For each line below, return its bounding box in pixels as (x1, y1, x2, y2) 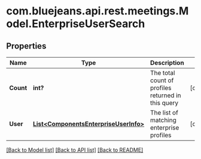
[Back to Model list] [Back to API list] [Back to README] (6, 146, 144, 154)
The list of (150, 109, 178, 116)
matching (150, 116, 176, 124)
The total (150, 69, 175, 77)
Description (150, 59, 184, 67)
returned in (150, 91, 181, 100)
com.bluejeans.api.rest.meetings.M (6, 4, 189, 18)
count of (150, 76, 174, 85)
